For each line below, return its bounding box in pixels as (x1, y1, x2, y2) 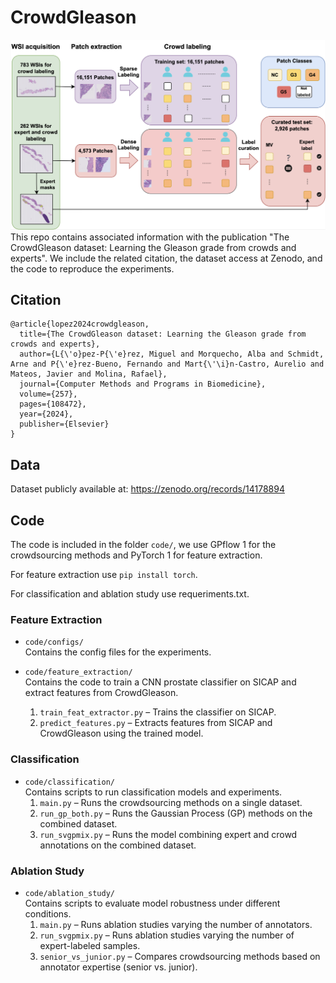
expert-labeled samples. (39, 939, 141, 951)
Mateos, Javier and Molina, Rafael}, (10, 369, 168, 380)
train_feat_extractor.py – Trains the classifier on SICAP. (39, 706, 277, 718)
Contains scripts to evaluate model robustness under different (24, 897, 281, 909)
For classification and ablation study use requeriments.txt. (10, 588, 250, 600)
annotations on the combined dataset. (39, 839, 197, 851)
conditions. (24, 907, 72, 920)
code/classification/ (24, 777, 115, 787)
